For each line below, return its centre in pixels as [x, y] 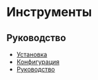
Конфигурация [38, 62]
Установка [32, 54]
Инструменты [49, 12]
